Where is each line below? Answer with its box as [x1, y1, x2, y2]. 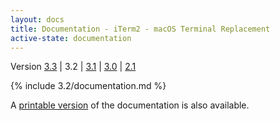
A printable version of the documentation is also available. [10, 99, 250, 111]
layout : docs [10, 14, 65, 25]
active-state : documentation [10, 33, 132, 43]
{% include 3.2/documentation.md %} [10, 80, 167, 92]
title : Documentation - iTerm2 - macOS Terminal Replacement [10, 24, 271, 34]
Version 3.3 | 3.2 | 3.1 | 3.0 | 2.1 [10, 61, 137, 73]
